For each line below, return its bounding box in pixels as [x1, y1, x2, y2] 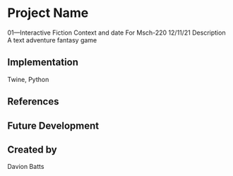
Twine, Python [7, 75, 49, 83]
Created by [7, 143, 58, 156]
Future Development [7, 119, 100, 131]
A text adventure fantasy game [7, 35, 97, 44]
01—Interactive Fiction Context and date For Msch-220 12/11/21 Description [7, 28, 226, 37]
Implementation [7, 57, 79, 69]
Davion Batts [7, 163, 44, 171]
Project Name [7, 5, 89, 21]
